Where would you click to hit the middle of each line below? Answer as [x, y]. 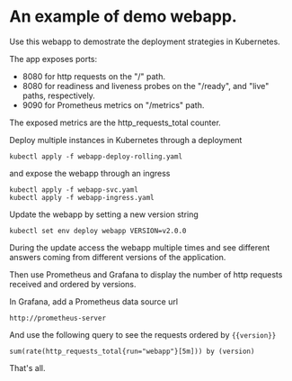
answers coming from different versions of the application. [118, 257]
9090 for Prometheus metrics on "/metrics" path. [113, 104]
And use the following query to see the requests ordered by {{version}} [143, 334]
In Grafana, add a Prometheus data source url [93, 301]
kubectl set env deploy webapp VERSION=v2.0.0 [98, 231]
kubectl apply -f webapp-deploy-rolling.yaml [96, 156]
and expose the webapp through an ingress [90, 173]
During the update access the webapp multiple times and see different [140, 247]
